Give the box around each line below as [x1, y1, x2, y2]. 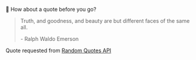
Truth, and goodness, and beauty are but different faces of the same [20, 17, 190, 24]
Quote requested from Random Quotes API [5, 47, 111, 54]
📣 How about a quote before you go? [5, 6, 97, 13]
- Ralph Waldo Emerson [20, 35, 79, 42]
